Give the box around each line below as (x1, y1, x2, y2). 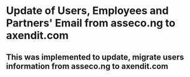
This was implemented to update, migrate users (6, 52, 185, 62)
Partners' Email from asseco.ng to (6, 16, 176, 30)
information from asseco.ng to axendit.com (6, 61, 169, 71)
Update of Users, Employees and (6, 4, 169, 17)
